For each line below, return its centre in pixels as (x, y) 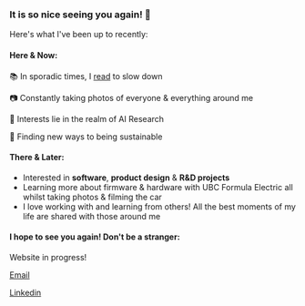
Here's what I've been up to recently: (79, 35)
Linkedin (25, 292)
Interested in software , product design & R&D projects (126, 178)
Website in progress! (48, 257)
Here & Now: (34, 55)
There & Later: (37, 158)
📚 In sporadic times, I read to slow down (86, 76)
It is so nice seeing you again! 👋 (81, 15)
